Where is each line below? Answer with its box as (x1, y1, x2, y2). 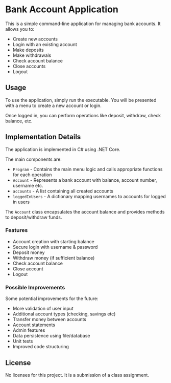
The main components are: (5, 156, 62, 162)
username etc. (12, 182, 43, 188)
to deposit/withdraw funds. (5, 214, 62, 220)
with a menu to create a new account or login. (5, 102, 102, 109)
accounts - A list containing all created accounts (12, 188, 114, 194)
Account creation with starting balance (12, 238, 94, 244)
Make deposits (12, 47, 44, 53)
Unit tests (12, 338, 33, 344)
